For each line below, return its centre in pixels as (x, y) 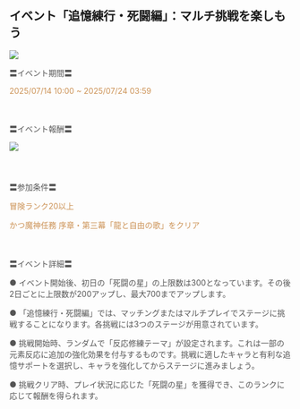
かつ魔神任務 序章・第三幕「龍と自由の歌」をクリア (104, 225)
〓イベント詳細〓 (41, 263)
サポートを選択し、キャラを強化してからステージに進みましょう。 (138, 365)
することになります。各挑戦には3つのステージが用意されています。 (140, 324)
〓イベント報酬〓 (41, 129)
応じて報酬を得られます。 (56, 396)
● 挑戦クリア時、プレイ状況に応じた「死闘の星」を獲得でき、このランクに (147, 384)
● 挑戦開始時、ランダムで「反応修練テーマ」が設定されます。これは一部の (147, 343)
